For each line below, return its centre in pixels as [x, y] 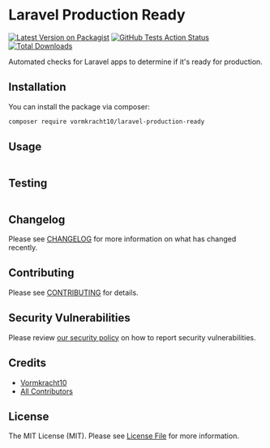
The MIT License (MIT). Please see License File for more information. [124, 436]
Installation [37, 87]
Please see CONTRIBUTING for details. [74, 292]
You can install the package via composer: [79, 106]
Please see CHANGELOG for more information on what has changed [122, 239]
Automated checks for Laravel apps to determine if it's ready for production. [136, 62]
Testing [28, 183]
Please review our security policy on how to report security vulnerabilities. [132, 337]
